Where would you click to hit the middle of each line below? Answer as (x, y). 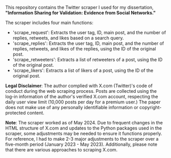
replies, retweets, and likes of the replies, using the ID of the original (84, 49)
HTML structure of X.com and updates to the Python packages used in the (84, 128)
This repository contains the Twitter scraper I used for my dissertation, (79, 7)
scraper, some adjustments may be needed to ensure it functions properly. (84, 134)
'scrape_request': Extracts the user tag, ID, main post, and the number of (89, 32)
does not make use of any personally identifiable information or (72, 107)
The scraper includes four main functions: (49, 23)
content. (35, 113)
